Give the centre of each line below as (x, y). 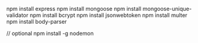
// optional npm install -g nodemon (50, 33)
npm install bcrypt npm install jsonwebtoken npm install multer (109, 15)
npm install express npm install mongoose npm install (74, 9)
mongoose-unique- (167, 9)
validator (17, 15)
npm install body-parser (37, 21)
